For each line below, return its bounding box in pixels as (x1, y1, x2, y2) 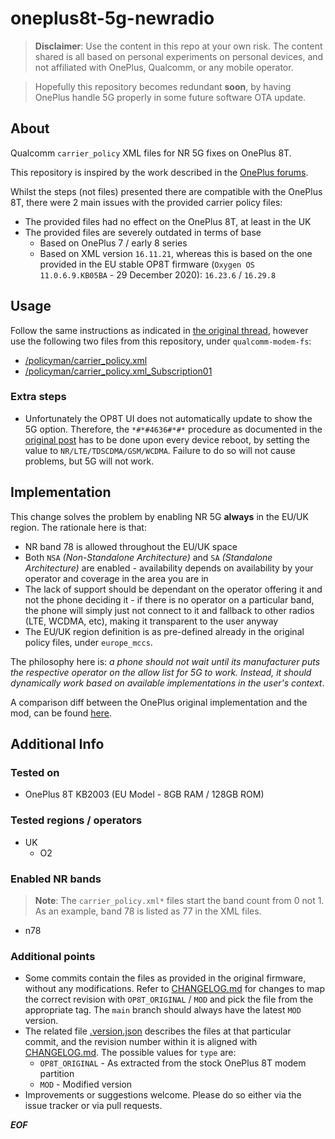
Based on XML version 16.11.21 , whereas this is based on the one (39, 247, 313, 259)
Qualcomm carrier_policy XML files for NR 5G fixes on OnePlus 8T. (10, 147, 292, 159)
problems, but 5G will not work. (24, 455, 155, 467)
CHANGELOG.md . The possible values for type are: (24, 1047, 237, 1059)
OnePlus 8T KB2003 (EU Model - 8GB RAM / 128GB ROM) (24, 788, 265, 801)
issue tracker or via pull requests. (24, 1100, 163, 1112)
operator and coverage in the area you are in (24, 572, 209, 584)
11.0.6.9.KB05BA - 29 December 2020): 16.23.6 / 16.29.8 (39, 268, 277, 281)
